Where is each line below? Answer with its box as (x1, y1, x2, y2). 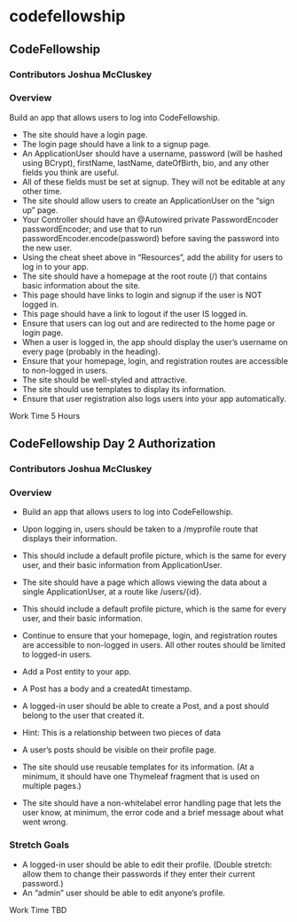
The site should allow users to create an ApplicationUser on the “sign (21, 195, 275, 206)
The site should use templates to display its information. (21, 383, 226, 394)
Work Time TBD (9, 904, 67, 915)
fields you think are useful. (21, 167, 120, 177)
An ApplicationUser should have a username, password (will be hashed (21, 148, 283, 159)
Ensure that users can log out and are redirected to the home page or (21, 318, 276, 328)
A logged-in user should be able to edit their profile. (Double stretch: (21, 859, 273, 870)
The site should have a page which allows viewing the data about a (21, 577, 268, 587)
